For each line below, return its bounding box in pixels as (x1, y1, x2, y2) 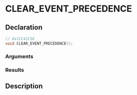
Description (5, 81, 43, 90)
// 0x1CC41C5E (5, 36, 35, 41)
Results (5, 66, 24, 73)
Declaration (5, 23, 43, 32)
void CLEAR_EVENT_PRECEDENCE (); (5, 41, 73, 46)
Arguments (5, 53, 34, 60)
